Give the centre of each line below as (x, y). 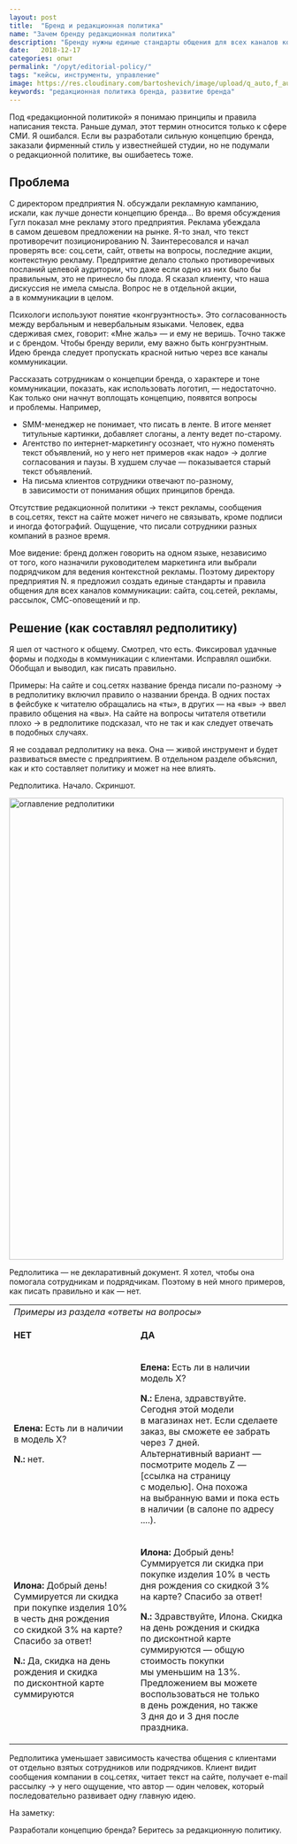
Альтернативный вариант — (201, 1454)
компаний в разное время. (60, 536)
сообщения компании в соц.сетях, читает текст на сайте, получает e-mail (148, 1777)
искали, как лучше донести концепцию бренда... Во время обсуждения (145, 213)
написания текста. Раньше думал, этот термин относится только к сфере (148, 126)
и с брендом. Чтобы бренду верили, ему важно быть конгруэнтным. (139, 343)
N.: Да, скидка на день (62, 1661)
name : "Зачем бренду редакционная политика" (92, 34)
